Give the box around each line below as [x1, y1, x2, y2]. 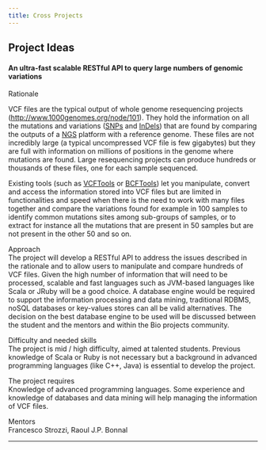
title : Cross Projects [8, 11, 83, 20]
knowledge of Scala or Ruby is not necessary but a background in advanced [8, 353, 257, 362]
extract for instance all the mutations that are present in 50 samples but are [8, 221, 254, 231]
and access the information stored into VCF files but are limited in [8, 187, 222, 196]
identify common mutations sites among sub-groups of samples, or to [8, 212, 236, 222]
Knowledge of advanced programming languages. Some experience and [8, 385, 245, 395]
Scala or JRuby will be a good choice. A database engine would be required [8, 287, 256, 296]
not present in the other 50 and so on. [8, 229, 132, 238]
